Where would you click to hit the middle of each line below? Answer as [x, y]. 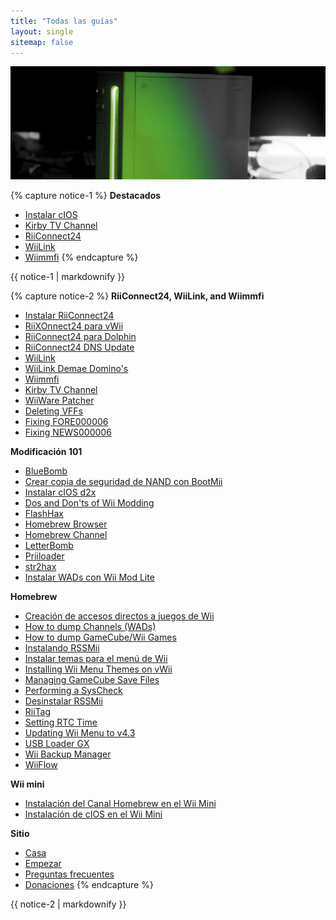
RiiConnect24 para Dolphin [80, 336]
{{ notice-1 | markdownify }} [68, 276]
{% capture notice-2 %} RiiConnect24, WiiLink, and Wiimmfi [137, 296]
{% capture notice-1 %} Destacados [86, 195]
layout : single [42, 31]
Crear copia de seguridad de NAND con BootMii [123, 481]
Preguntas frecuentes [69, 874]
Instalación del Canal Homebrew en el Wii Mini [120, 803]
